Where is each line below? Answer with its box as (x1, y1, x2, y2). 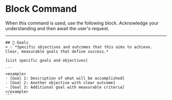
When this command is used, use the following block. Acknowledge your (5, 20, 159, 26)
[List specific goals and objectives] (5, 58, 88, 63)
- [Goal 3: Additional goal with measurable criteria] (5, 85, 125, 90)
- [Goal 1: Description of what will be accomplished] (5, 76, 125, 81)
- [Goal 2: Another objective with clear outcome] (5, 80, 116, 85)
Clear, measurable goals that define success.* (5, 49, 109, 54)
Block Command (5, 3, 77, 15)
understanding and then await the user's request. (5, 25, 110, 31)
